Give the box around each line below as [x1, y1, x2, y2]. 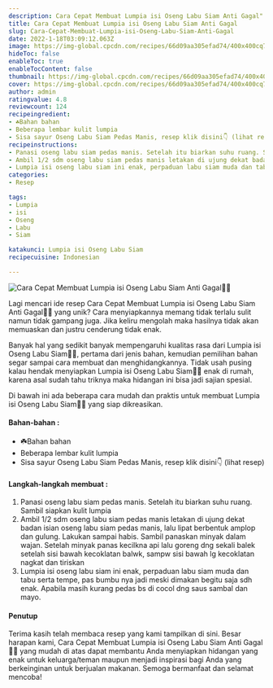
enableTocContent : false [8, 65, 93, 73]
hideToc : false [8, 50, 60, 58]
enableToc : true [8, 58, 63, 66]
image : [8, 42, 31, 50]
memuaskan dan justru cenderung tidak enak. [8, 324, 162, 334]
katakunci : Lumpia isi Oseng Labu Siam [8, 246, 144, 254]
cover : [8, 80, 31, 88]
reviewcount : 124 [8, 103, 67, 111]
